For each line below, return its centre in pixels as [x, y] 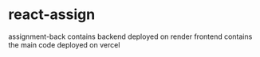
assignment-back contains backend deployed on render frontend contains [130, 36]
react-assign [52, 15]
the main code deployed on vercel [64, 44]
